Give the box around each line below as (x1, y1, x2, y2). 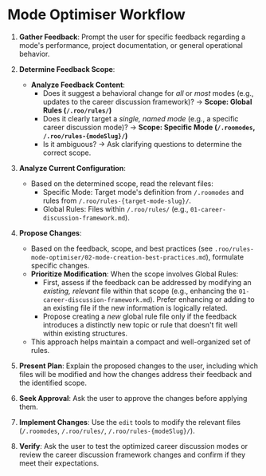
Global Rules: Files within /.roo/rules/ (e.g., (42, 204, 189, 213)
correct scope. (42, 148, 92, 157)
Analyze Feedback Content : (30, 80, 125, 89)
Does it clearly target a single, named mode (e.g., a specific (42, 113, 239, 123)
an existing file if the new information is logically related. (42, 303, 228, 312)
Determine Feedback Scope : (18, 64, 115, 73)
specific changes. (30, 260, 90, 270)
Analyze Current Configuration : (18, 163, 127, 173)
